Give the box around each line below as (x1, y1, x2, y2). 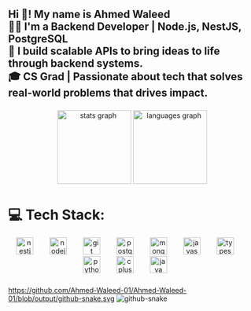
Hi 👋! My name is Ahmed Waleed (8, 8, 171, 21)
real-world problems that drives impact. (8, 86, 209, 100)
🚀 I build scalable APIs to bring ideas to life (8, 45, 220, 58)
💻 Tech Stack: (8, 206, 105, 224)
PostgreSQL (8, 32, 68, 46)
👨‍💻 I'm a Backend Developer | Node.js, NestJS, (8, 20, 242, 34)
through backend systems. (8, 57, 143, 71)
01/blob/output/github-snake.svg (8, 294, 116, 303)
